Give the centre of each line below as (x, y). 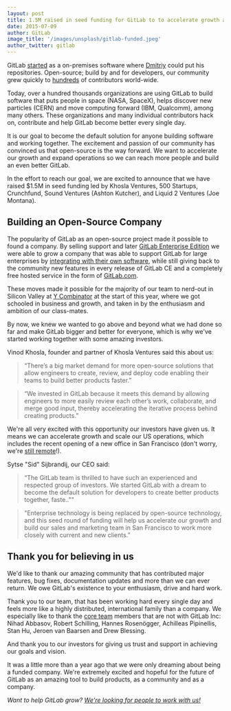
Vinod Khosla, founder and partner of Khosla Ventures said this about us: (111, 352)
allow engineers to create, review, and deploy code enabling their (117, 372)
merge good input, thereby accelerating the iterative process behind (121, 408)
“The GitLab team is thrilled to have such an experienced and (110, 477)
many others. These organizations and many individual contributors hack (110, 115)
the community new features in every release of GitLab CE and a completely (115, 268)
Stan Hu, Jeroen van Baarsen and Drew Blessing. (77, 630)
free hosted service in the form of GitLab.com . (73, 275)
